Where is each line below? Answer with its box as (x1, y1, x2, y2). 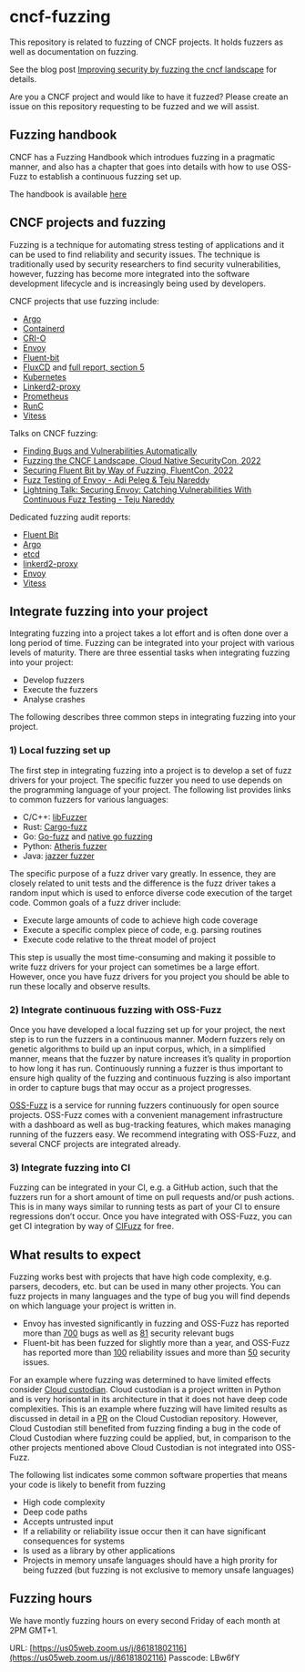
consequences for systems (22, 1535, 126, 1546)
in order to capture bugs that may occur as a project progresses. (9, 1082, 252, 1092)
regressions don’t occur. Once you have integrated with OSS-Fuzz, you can (9, 1211, 293, 1222)
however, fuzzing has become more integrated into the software (9, 268, 250, 279)
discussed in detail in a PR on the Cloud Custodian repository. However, (9, 1413, 279, 1424)
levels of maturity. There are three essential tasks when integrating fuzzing (9, 647, 290, 658)
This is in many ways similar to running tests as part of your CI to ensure (9, 1201, 280, 1213)
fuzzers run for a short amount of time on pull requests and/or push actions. (9, 1192, 295, 1203)
